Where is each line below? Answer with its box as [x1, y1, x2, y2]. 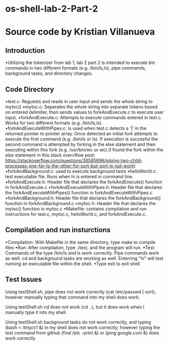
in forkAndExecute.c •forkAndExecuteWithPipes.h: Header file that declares [5, 184, 162, 190]
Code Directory [5, 85, 54, 93]
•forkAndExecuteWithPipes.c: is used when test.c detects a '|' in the [5, 125, 147, 131]
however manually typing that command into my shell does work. [5, 294, 140, 300]
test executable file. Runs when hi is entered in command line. [5, 174, 134, 179]
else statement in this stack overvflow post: [5, 152, 96, 158]
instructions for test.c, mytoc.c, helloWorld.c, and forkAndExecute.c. [5, 211, 147, 217]
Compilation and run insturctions [5, 226, 111, 234]
